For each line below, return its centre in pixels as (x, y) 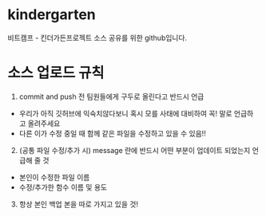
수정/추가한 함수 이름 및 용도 (63, 187)
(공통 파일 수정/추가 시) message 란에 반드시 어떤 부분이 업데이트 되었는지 (135, 150)
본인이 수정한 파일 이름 (54, 177)
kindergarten (52, 15)
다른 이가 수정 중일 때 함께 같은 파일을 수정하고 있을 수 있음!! (113, 133)
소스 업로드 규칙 (56, 73)
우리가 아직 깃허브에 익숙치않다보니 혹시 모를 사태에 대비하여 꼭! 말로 (125, 113)
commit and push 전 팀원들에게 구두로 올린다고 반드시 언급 (111, 96)
